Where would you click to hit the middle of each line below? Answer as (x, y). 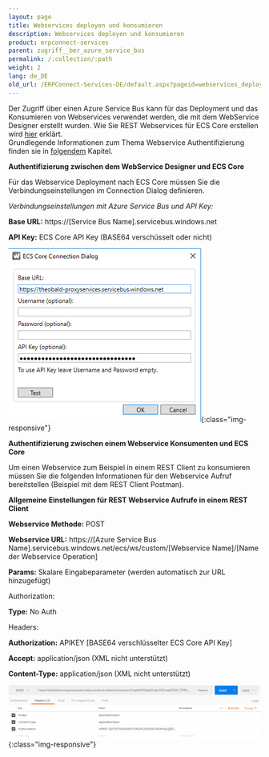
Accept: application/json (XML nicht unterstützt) (88, 658)
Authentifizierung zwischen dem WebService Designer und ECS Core (126, 166)
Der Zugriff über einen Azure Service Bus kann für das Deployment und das (133, 108)
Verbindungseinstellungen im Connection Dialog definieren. (106, 190)
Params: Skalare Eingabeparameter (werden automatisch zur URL (117, 572)
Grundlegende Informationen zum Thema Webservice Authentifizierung (126, 142)
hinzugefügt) (30, 580)
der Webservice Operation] (53, 556)
